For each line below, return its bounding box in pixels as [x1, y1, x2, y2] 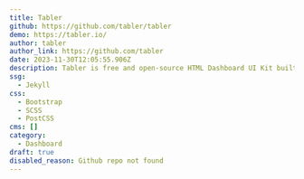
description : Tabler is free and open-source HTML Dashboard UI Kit [9, 64, 273, 73]
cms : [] [9, 123, 39, 132]
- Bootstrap [17, 97, 63, 107]
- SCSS [17, 106, 43, 115]
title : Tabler [9, 13, 63, 23]
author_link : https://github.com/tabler [9, 47, 165, 56]
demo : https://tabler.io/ [9, 30, 107, 39]
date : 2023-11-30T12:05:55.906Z [9, 55, 131, 64]
